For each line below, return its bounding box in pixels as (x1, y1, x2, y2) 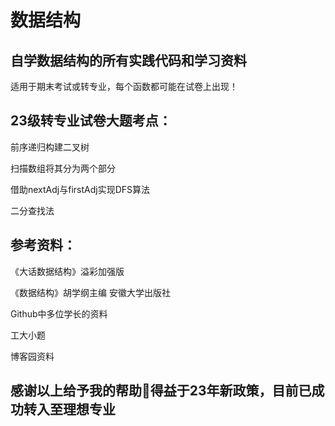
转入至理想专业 (23, 401, 116, 418)
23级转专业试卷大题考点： (10, 112, 172, 130)
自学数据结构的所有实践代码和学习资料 (10, 52, 247, 69)
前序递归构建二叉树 (10, 141, 90, 153)
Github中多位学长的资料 (10, 307, 108, 320)
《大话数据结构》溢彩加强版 (10, 265, 125, 277)
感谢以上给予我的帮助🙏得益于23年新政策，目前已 (10, 382, 312, 400)
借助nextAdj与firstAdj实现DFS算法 (10, 183, 151, 195)
